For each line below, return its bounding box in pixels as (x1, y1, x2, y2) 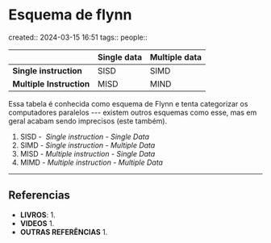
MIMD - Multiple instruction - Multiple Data (19, 157, 164, 167)
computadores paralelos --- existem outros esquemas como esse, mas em (8, 107, 257, 117)
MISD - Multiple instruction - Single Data (19, 149, 156, 158)
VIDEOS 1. (19, 218, 55, 228)
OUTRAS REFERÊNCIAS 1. (19, 227, 108, 237)
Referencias (8, 188, 71, 203)
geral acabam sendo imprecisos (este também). (8, 115, 168, 126)
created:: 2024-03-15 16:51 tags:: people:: (8, 32, 148, 42)
